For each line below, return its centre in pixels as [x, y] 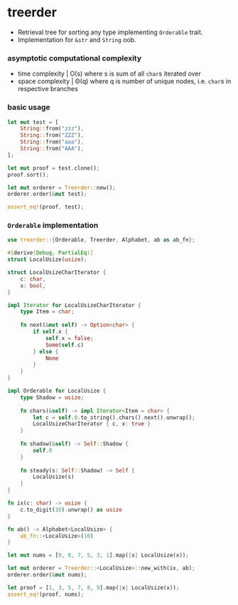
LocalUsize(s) [54, 477]
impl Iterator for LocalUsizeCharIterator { [74, 305]
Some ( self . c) [64, 345]
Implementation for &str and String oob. [77, 39]
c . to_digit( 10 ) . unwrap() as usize [71, 510]
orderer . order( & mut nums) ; [47, 575]
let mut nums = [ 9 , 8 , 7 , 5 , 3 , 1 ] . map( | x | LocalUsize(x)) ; [98, 555]
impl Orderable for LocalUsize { [57, 391]
